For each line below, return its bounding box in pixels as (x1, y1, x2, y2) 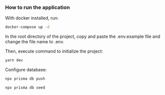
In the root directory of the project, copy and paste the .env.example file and (5, 33, 161, 39)
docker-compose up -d (5, 25, 50, 30)
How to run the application (5, 4, 70, 11)
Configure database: (5, 67, 47, 73)
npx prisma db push (5, 76, 45, 81)
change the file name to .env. (5, 39, 64, 45)
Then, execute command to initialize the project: (5, 48, 103, 54)
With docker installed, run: (5, 15, 59, 21)
